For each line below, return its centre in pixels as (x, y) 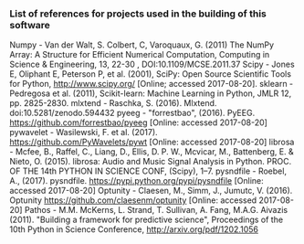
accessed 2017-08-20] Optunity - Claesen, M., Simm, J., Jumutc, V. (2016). (151, 191)
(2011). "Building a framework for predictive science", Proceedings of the (147, 220)
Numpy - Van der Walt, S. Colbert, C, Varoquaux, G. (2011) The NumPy (142, 45)
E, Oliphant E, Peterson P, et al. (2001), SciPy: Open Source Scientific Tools (151, 74)
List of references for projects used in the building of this (138, 14)
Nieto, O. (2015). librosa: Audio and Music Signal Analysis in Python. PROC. (151, 162)
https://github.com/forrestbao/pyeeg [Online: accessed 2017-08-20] (138, 122)
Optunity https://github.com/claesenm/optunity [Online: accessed (133, 200)
